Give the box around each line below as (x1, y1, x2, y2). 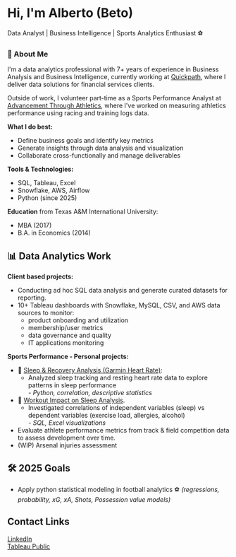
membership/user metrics (27, 324, 104, 332)
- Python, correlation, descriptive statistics (27, 389, 153, 397)
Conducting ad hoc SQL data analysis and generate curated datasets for (17, 286, 228, 295)
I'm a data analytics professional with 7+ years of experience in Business (7, 65, 219, 74)
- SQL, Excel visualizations (27, 418, 106, 427)
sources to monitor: (17, 309, 75, 317)
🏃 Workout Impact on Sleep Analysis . (17, 396, 125, 404)
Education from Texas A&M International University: (7, 207, 159, 216)
